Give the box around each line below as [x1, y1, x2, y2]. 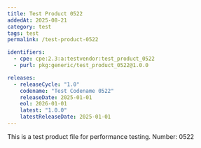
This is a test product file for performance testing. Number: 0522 [7, 132, 195, 140]
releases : [7, 74, 36, 81]
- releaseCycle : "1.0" [13, 81, 80, 88]
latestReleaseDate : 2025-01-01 [20, 113, 111, 121]
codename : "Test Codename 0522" [20, 87, 114, 94]
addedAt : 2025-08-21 [7, 17, 68, 24]
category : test [7, 23, 52, 30]
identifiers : [7, 49, 46, 56]
